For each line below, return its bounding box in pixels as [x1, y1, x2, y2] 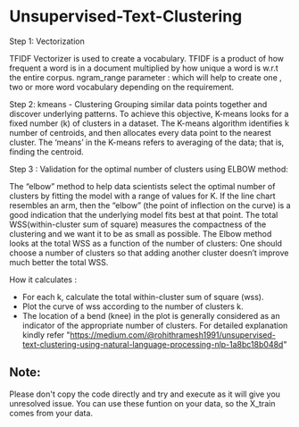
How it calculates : [9, 274, 78, 285]
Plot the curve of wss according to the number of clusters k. [21, 301, 244, 312]
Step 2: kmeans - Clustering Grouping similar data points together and [9, 98, 268, 109]
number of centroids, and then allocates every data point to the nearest [9, 127, 272, 138]
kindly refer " [21, 329, 71, 340]
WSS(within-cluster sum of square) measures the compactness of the [9, 219, 267, 230]
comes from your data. [9, 407, 94, 418]
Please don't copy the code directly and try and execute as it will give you [9, 389, 281, 399]
